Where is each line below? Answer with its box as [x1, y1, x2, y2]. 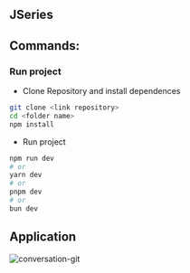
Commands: [9, 38, 81, 53]
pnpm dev [9, 187, 43, 197]
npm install [9, 119, 54, 129]
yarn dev [9, 171, 43, 180]
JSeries [9, 7, 54, 23]
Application [9, 230, 77, 245]
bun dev [9, 203, 39, 213]
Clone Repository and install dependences [22, 86, 181, 97]
